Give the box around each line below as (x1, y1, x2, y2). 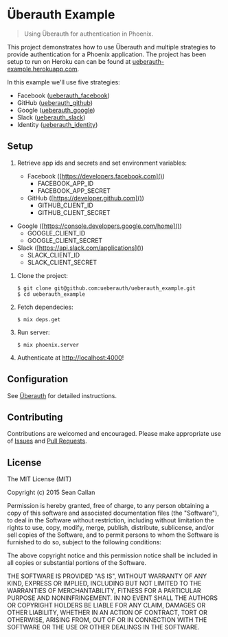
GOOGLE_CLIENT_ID (27, 229, 86, 237)
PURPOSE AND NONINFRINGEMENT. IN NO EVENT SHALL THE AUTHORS (7, 594, 218, 602)
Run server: (16, 328, 50, 336)
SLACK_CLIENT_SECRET (27, 258, 98, 266)
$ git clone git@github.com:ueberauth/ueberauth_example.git (16, 285, 196, 292)
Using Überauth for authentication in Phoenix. (23, 30, 154, 38)
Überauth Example (7, 7, 115, 23)
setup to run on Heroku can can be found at (7, 57, 131, 65)
